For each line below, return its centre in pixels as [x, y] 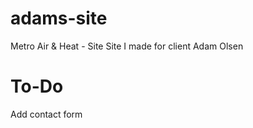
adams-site [59, 18]
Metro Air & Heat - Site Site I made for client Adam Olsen [127, 46]
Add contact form [46, 114]
